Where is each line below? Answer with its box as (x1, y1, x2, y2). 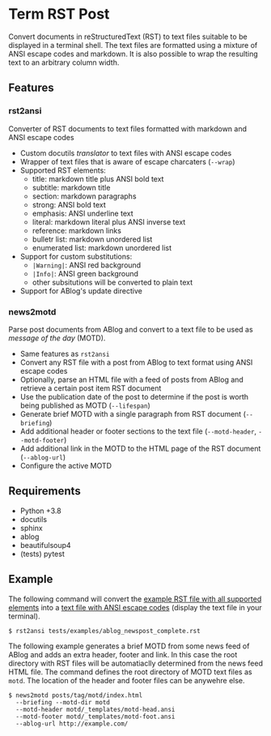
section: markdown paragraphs (32, 191, 137, 201)
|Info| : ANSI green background (32, 268, 139, 278)
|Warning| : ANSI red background (32, 260, 142, 270)
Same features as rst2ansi (19, 349, 110, 358)
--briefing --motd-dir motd (15, 698, 111, 706)
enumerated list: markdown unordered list (32, 242, 172, 252)
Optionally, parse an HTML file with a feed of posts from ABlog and (19, 374, 244, 384)
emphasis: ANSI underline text (32, 208, 133, 218)
